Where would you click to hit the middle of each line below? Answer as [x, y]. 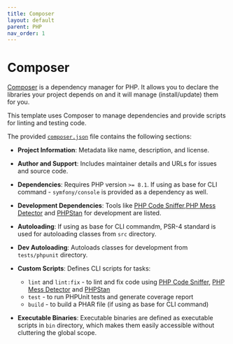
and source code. [43, 171]
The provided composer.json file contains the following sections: [100, 136]
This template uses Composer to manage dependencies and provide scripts [116, 115]
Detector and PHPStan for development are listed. [89, 213]
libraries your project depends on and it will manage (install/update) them [113, 94]
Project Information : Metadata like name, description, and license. [113, 150]
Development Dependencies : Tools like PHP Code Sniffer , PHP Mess [116, 206]
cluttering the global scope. [57, 333]
